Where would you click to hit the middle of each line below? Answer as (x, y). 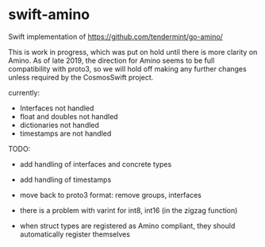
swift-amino (49, 15)
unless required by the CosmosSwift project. (81, 77)
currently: (24, 92)
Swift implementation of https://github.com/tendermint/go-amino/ (116, 37)
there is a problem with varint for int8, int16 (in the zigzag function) (129, 210)
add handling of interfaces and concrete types (96, 164)
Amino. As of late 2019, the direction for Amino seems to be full (111, 60)
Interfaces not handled (57, 108)
